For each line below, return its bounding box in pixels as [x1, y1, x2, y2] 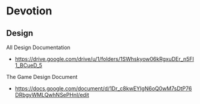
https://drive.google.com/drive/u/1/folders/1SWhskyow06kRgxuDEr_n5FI [14, 56, 195, 62]
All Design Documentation [6, 44, 71, 51]
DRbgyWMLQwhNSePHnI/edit [14, 91, 90, 98]
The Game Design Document [6, 74, 78, 80]
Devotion [6, 4, 53, 18]
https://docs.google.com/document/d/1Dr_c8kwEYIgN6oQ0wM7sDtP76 [14, 85, 192, 92]
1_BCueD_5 [14, 62, 43, 69]
